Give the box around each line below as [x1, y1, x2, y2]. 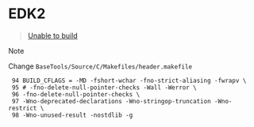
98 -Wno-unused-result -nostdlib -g [11, 111, 133, 119]
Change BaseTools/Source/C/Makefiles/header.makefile [8, 61, 193, 71]
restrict [8, 104, 37, 112]
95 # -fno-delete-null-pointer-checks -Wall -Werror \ [11, 84, 197, 92]
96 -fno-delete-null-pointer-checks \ [11, 90, 140, 99]
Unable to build [27, 31, 78, 40]
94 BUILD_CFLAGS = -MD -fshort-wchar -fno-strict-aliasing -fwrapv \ [11, 77, 247, 84]
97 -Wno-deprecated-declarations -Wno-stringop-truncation [11, 97, 212, 105]
